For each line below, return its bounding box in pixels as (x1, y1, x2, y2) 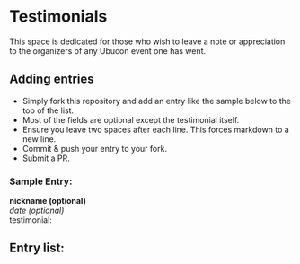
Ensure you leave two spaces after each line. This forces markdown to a (22, 124, 289, 135)
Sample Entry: (9, 175, 73, 188)
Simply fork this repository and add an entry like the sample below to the (22, 95, 292, 106)
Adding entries (9, 72, 94, 87)
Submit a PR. (22, 153, 70, 163)
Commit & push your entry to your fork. (22, 143, 168, 154)
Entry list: (9, 241, 65, 256)
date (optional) (9, 205, 65, 216)
